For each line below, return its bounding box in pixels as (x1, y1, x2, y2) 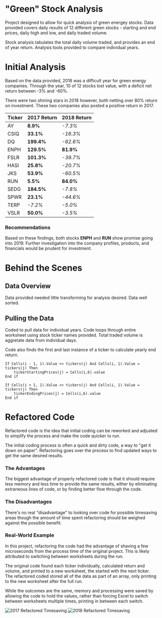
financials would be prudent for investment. (5, 245, 92, 251)
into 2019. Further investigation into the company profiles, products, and (5, 240, 149, 246)
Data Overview (5, 281, 51, 290)
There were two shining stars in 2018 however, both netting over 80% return (5, 97, 158, 103)
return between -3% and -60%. (5, 88, 69, 94)
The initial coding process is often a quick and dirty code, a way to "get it (5, 442, 151, 448)
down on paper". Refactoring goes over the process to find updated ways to (5, 447, 157, 453)
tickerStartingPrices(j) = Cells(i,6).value (14, 370, 105, 375)
